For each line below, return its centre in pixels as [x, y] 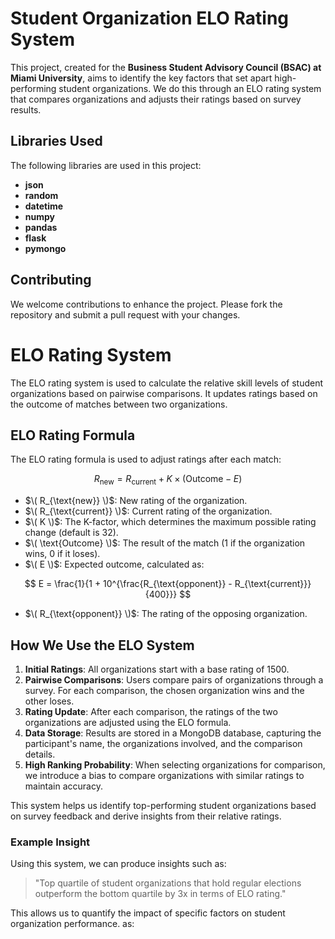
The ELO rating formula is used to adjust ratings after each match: [146, 459]
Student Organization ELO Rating [150, 18]
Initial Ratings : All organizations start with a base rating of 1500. [157, 669]
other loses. [49, 701]
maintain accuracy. [63, 786]
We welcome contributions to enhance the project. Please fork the [146, 304]
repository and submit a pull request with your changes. [125, 314]
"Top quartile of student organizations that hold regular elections [168, 883]
